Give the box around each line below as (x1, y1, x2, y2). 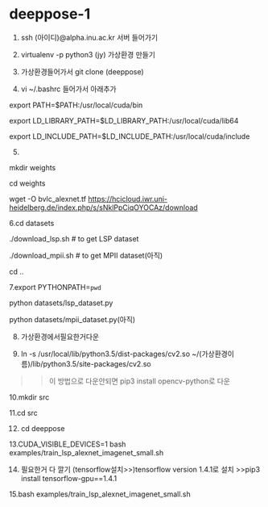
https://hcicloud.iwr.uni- (88, 194, 168, 203)
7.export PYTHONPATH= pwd (9, 282, 101, 291)
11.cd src (9, 408, 39, 417)
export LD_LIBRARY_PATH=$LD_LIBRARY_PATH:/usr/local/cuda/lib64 (9, 115, 239, 125)
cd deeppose (20, 423, 65, 433)
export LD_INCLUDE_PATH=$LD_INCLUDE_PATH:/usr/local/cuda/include (9, 131, 250, 141)
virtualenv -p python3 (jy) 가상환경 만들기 (20, 49, 156, 59)
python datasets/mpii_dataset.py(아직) (9, 314, 136, 324)
